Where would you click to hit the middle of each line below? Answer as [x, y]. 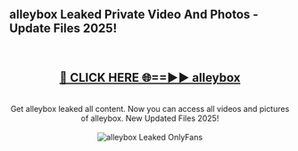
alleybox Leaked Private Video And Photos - [134, 15]
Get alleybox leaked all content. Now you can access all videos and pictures [150, 108]
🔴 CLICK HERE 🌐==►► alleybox [150, 78]
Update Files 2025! [63, 29]
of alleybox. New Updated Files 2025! [150, 118]
